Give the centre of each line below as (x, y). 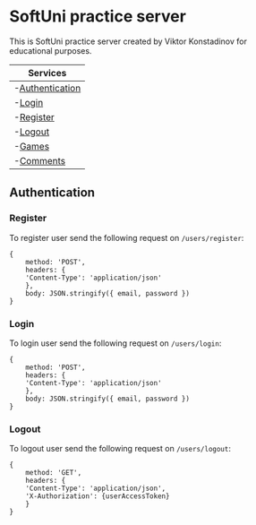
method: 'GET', (54, 473)
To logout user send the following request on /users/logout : (120, 449)
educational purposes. (51, 50)
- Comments (39, 160)
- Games (32, 146)
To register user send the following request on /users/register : (127, 237)
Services (47, 73)
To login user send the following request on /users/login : (115, 343)
